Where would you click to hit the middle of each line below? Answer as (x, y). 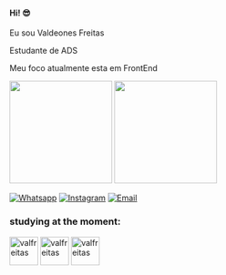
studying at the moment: (65, 221)
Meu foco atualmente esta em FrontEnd (83, 68)
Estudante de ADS (44, 51)
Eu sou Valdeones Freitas (57, 33)
